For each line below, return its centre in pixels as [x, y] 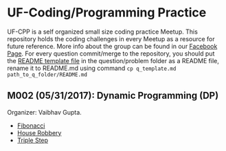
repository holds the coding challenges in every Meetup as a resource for [111, 38]
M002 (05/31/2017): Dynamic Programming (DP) [113, 96]
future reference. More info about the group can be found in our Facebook [112, 46]
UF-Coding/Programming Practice [107, 13]
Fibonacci [31, 126]
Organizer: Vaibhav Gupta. [45, 112]
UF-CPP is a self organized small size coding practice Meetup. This [102, 32]
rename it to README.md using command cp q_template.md [92, 68]
